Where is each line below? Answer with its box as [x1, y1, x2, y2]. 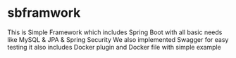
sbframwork [7, 5, 81, 21]
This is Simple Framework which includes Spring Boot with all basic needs [7, 28, 223, 36]
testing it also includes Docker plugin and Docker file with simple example [7, 43, 222, 51]
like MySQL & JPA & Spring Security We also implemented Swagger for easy [7, 35, 229, 43]
